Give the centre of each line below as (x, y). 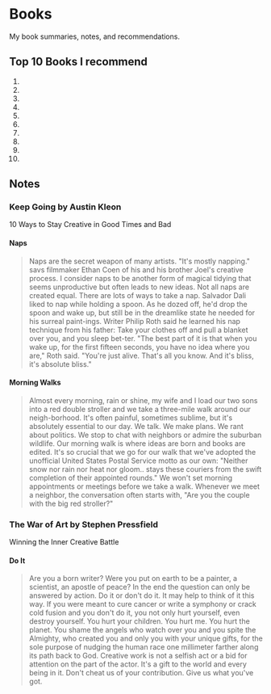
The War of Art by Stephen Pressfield (84, 524)
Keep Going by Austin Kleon (65, 207)
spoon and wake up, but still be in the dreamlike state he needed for (142, 313)
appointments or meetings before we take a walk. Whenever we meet (144, 486)
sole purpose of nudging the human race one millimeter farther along (144, 647)
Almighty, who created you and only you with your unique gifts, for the (146, 638)
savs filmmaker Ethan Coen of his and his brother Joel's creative (136, 269)
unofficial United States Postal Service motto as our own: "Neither (138, 461)
